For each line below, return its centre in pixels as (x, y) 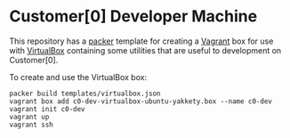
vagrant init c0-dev (48, 109)
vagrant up (29, 117)
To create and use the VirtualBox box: (78, 77)
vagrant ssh (31, 125)
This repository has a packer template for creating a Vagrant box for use (141, 41)
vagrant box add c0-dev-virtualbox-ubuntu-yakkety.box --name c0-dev (141, 101)
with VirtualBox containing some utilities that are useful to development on (145, 50)
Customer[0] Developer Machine (133, 16)
